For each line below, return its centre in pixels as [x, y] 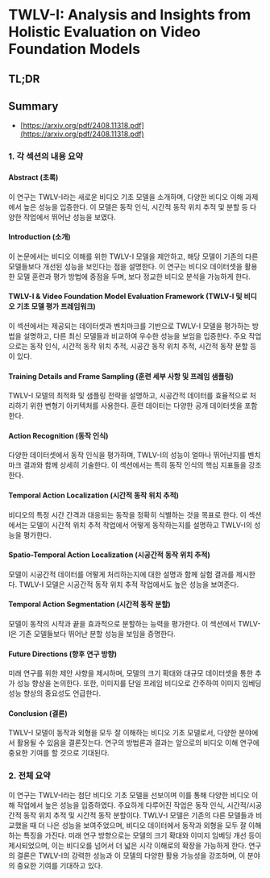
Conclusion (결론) [38, 713]
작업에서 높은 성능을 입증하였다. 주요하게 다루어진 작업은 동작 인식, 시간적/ [133, 805]
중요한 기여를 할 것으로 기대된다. [59, 753]
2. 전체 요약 [29, 776]
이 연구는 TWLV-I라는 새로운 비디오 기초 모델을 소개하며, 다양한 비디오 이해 [126, 197]
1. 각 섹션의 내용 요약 [46, 156]
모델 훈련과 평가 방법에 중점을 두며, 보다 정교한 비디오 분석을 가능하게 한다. [134, 277]
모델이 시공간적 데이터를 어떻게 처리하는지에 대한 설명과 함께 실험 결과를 [121, 574]
